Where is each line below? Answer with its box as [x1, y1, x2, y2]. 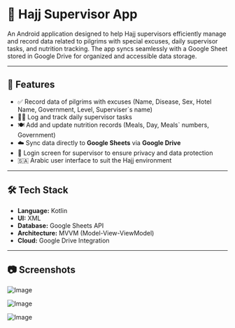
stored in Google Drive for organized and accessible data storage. [7, 52, 197, 60]
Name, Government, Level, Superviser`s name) [17, 105, 152, 114]
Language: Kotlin [17, 206, 68, 214]
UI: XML [17, 214, 41, 222]
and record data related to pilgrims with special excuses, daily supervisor [7, 36, 218, 45]
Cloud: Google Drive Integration [17, 236, 110, 245]
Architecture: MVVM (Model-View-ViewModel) [17, 228, 155, 237]
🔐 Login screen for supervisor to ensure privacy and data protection [17, 149, 213, 157]
